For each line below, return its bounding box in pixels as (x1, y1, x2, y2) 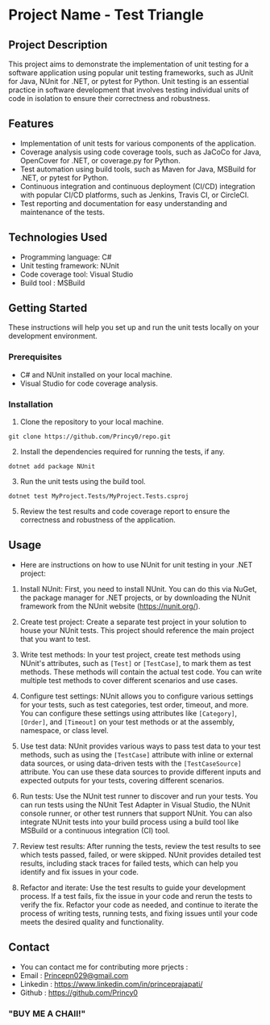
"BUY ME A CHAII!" (8, 1008, 86, 1019)
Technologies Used (8, 230, 107, 244)
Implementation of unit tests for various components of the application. (19, 138, 256, 148)
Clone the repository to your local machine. (19, 417, 164, 427)
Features (8, 117, 54, 131)
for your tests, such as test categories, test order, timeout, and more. (19, 699, 249, 709)
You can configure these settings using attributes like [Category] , (19, 708, 238, 718)
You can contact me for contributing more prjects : (19, 962, 189, 972)
